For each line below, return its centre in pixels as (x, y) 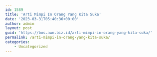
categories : (17, 42)
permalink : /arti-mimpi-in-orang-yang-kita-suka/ (58, 38)
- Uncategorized (31, 47)
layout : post (19, 28)
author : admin (20, 24)
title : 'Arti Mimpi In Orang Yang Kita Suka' (53, 14)
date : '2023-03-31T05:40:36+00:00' (42, 19)
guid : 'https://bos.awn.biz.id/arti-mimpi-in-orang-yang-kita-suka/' (79, 33)
